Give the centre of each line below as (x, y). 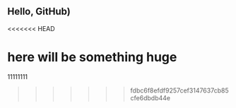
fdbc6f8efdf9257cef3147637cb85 (179, 90)
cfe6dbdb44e (151, 97)
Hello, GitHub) (39, 12)
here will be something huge (92, 57)
